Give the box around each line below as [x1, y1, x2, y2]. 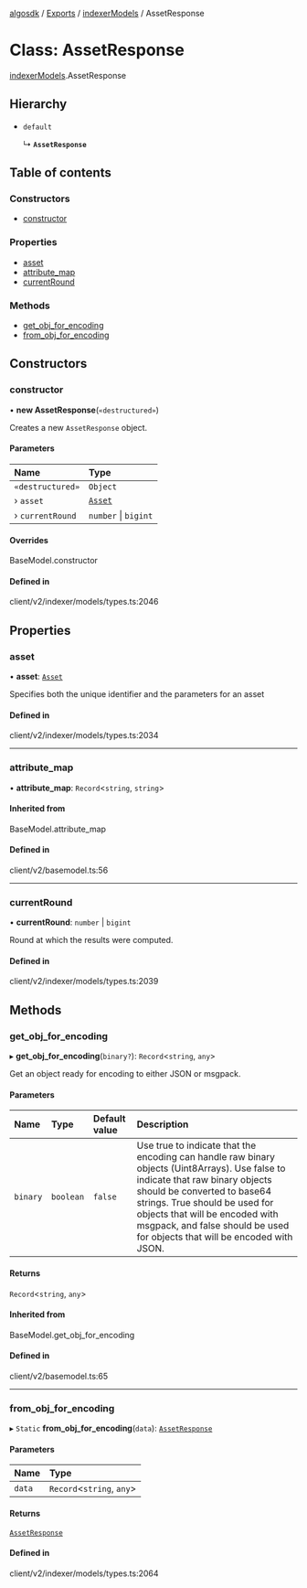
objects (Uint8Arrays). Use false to [136, 1162, 286, 1175]
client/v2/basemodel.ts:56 [9, 864, 109, 875]
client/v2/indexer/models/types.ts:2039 [9, 976, 159, 987]
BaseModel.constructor [9, 555, 99, 566]
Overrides [9, 534, 48, 545]
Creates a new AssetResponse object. [9, 422, 148, 433]
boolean [51, 1192, 85, 1202]
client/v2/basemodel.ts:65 [9, 1370, 109, 1381]
